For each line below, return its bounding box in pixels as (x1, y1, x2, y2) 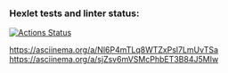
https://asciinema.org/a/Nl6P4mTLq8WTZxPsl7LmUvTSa (9, 45, 219, 55)
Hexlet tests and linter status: (9, 7, 140, 20)
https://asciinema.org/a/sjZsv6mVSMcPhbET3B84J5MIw (9, 54, 219, 65)
